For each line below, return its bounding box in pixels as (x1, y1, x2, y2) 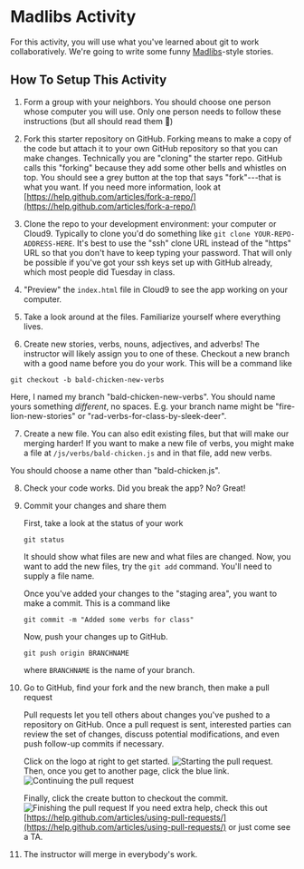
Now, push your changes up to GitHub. (23, 630, 168, 641)
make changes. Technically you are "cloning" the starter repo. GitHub (23, 152, 283, 163)
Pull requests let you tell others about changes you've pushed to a (23, 709, 271, 720)
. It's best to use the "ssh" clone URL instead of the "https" (71, 238, 292, 249)
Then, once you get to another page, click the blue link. (23, 765, 230, 776)
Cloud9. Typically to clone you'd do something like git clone (23, 228, 252, 239)
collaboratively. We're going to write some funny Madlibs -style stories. (10, 45, 274, 56)
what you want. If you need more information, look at (23, 181, 221, 192)
